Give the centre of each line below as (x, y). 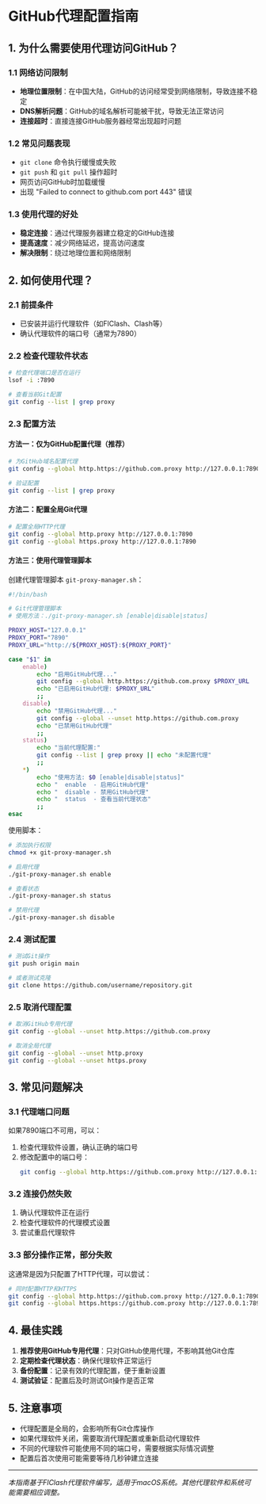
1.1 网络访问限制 (38, 72)
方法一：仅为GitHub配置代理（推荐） (68, 444)
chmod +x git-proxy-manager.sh (60, 853)
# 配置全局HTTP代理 (37, 527)
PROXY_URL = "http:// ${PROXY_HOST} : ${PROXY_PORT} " (90, 645)
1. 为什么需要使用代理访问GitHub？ (93, 48)
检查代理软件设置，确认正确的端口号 (79, 1147)
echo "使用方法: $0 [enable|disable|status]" (110, 777)
